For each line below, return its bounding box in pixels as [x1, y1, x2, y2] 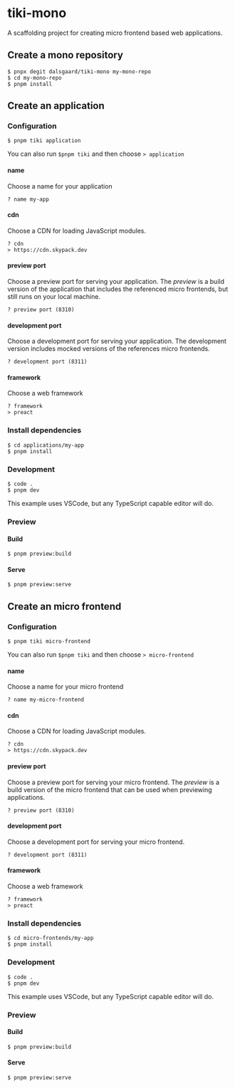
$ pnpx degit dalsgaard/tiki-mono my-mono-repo [7, 68, 152, 75]
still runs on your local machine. [7, 292, 101, 301]
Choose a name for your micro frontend [7, 682, 124, 691]
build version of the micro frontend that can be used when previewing [7, 785, 212, 794]
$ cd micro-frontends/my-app [7, 934, 94, 942]
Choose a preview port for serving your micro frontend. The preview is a [7, 778, 219, 786]
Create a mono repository [7, 49, 123, 61]
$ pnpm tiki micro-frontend [7, 638, 91, 645]
